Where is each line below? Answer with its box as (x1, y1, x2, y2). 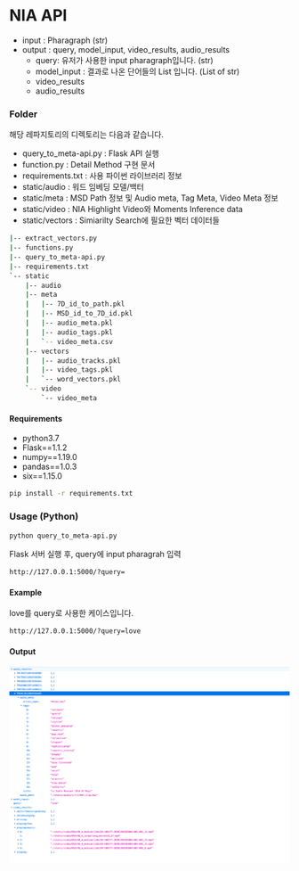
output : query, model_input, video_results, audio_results (21, 44, 230, 54)
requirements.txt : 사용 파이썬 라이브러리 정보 (21, 170, 182, 181)
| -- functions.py (9, 243, 74, 252)
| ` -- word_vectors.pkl (25, 375, 122, 384)
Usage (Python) (9, 510, 79, 522)
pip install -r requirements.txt (9, 489, 133, 498)
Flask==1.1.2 (21, 442, 68, 453)
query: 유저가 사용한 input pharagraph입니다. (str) (35, 54, 214, 65)
